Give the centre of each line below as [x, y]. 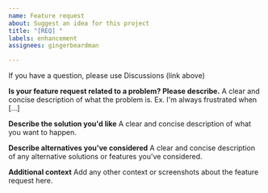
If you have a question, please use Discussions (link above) [107, 76]
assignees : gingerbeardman [54, 46]
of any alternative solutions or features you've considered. [106, 157]
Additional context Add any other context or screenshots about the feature [134, 172]
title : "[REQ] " [36, 31]
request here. [31, 181]
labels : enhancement [43, 38]
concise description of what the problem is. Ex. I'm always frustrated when [133, 100]
